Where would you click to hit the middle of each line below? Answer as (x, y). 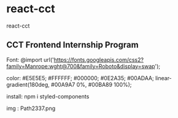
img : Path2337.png (31, 108)
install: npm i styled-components (48, 96)
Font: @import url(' (30, 59)
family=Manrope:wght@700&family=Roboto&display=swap (81, 66)
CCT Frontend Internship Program (73, 45)
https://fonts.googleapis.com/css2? (99, 59)
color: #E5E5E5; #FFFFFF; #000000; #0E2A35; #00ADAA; (80, 78)
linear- (164, 78)
